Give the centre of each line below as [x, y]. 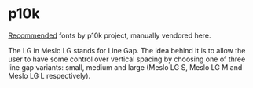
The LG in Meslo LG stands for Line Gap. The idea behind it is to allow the [127, 50]
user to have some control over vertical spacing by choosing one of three [127, 59]
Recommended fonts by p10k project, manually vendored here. [110, 35]
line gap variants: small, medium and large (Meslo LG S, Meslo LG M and [125, 67]
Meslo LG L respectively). [49, 75]
